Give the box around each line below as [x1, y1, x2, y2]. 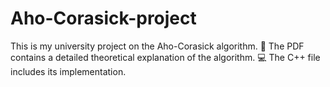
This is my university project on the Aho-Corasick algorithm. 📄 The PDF [10, 40, 305, 52]
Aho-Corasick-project [10, 7, 197, 30]
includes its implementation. [10, 65, 127, 77]
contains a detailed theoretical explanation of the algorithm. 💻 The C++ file [10, 51, 321, 63]
